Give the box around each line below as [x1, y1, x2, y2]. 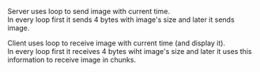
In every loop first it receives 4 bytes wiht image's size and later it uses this [7, 47, 252, 56]
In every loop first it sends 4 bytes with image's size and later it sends [7, 15, 235, 24]
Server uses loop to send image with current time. [7, 7, 171, 16]
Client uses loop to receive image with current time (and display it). [7, 38, 226, 48]
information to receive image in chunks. [7, 55, 136, 64]
